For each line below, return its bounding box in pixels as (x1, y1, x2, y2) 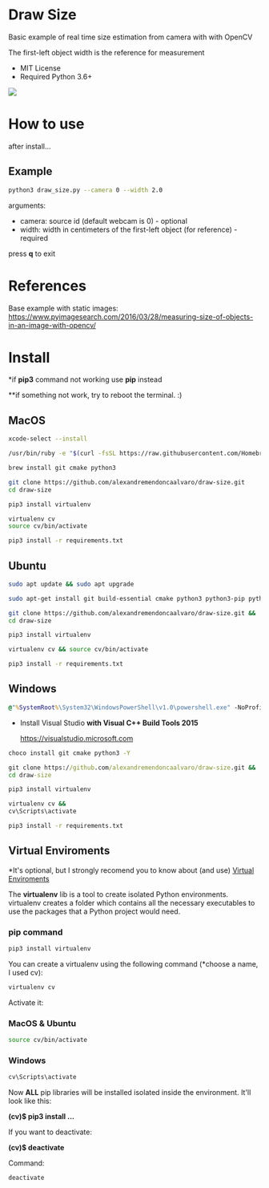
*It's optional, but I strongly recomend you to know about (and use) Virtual (8, 865, 255, 875)
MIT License (19, 63, 62, 73)
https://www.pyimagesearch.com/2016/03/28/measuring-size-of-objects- (8, 311, 254, 322)
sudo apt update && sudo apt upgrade (8, 580, 134, 588)
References (8, 277, 86, 294)
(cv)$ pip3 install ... (8, 1112, 74, 1121)
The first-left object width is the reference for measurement (8, 47, 205, 57)
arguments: (8, 201, 46, 210)
